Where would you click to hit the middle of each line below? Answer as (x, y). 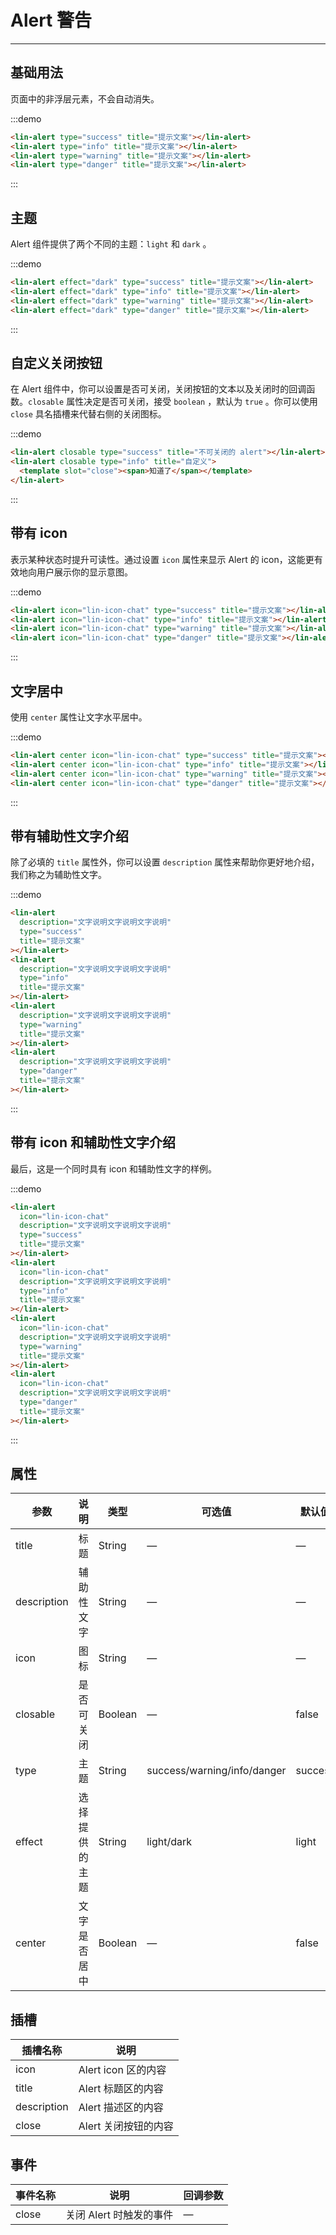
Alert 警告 (51, 20)
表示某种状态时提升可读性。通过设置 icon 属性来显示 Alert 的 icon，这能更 (162, 559)
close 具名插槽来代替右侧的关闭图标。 (88, 414)
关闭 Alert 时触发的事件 (119, 2215)
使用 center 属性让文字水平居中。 (79, 717)
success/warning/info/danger (216, 1771)
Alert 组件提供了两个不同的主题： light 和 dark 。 (111, 244)
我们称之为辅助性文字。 (58, 875)
